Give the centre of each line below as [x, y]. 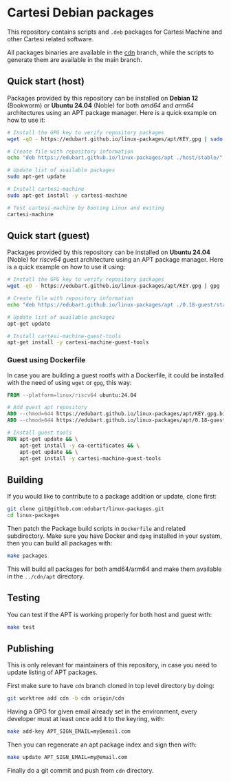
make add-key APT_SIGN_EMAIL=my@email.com [69, 731]
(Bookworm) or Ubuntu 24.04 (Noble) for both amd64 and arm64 [101, 105]
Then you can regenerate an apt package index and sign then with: [102, 744]
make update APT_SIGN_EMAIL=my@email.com [67, 758]
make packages [27, 556]
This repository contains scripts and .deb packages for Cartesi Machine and [114, 32]
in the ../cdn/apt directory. [46, 576]
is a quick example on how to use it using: [66, 267]
